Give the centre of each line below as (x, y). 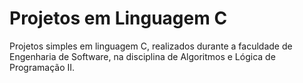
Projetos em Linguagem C (118, 18)
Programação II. (42, 67)
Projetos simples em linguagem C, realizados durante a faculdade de (151, 46)
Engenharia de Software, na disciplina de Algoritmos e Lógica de (142, 56)
